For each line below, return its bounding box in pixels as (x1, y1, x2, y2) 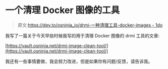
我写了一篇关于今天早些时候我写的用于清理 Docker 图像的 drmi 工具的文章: (5, 32, 160, 38)
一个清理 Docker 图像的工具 (5, 4, 120, 16)
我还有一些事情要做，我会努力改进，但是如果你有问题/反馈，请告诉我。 (5, 58, 153, 64)
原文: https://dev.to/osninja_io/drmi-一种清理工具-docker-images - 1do (17, 22, 163, 28)
